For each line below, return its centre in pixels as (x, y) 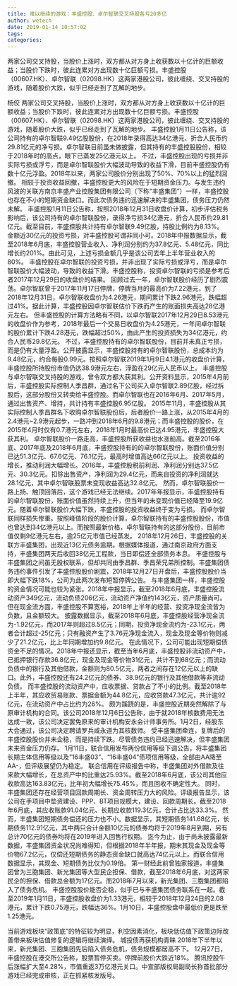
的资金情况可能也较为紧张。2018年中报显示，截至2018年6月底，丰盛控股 (113, 589)
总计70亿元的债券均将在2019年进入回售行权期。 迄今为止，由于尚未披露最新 (118, 837)
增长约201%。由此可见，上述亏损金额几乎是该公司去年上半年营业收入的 (111, 253)
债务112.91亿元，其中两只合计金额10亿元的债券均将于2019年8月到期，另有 (120, 828)
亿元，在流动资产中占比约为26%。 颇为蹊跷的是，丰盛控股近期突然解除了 (114, 704)
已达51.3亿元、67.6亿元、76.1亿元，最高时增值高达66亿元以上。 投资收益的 (116, 456)
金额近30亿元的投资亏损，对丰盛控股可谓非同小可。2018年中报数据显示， (114, 236)
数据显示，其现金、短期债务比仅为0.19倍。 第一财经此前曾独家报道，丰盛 (113, 863)
